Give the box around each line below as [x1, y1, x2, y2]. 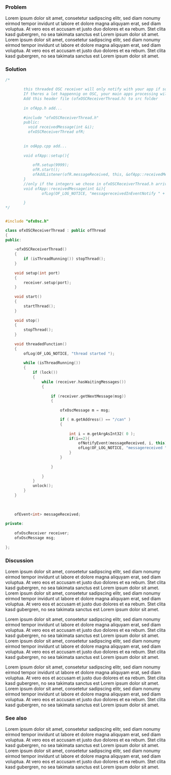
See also [5, 714, 27, 722]
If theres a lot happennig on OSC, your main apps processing [23, 92, 158, 97]
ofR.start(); [32, 167, 60, 173]
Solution [5, 66, 27, 73]
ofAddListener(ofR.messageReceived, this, [32, 172, 124, 177]
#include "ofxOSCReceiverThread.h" [23, 115, 99, 120]
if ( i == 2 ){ [69, 436, 90, 441]
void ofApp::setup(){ [23, 153, 70, 158]
